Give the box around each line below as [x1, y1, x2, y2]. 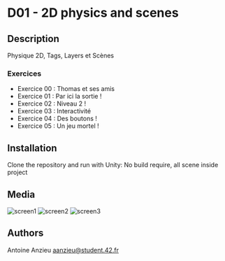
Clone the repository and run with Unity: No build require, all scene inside [7, 161, 219, 169]
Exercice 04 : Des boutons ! [17, 114, 98, 123]
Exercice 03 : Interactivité [17, 107, 92, 115]
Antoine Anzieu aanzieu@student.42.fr [7, 246, 119, 254]
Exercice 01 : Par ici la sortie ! [17, 92, 102, 101]
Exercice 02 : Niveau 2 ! [17, 99, 86, 108]
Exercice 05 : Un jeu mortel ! [17, 122, 99, 130]
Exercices [7, 69, 42, 78]
